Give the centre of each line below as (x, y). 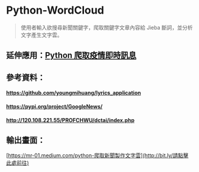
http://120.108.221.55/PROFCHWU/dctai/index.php (70, 120)
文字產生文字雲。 (41, 35)
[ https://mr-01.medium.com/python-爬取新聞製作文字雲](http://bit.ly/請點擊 (97, 155)
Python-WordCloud (55, 10)
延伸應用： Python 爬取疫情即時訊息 (71, 55)
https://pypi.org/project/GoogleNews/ (54, 106)
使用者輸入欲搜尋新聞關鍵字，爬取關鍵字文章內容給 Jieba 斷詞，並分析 (107, 27)
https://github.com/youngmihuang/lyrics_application (73, 93)
